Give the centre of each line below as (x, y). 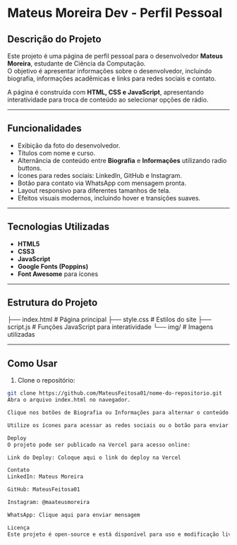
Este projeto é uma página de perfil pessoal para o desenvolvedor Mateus (115, 56)
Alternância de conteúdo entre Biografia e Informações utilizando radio (122, 160)
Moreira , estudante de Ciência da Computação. (77, 64)
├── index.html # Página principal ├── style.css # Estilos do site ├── (109, 320)
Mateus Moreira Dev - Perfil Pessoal (115, 13)
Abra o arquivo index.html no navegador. (69, 400)
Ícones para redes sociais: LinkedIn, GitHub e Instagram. (99, 175)
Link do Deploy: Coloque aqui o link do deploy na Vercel (94, 457)
